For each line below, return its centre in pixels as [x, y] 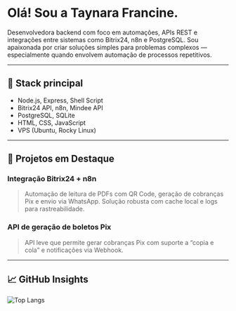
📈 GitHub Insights [48, 280]
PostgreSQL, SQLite [46, 115]
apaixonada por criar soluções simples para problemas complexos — [107, 47]
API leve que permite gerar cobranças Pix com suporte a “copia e [119, 242]
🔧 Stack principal [45, 83]
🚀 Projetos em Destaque [61, 159]
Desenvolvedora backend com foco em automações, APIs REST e [103, 32]
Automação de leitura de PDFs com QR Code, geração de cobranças [124, 194]
